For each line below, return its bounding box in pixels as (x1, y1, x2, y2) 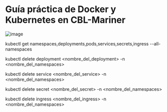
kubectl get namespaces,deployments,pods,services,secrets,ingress (5, 40, 149, 46)
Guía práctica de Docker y (5, 4, 116, 15)
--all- (149, 40, 161, 46)
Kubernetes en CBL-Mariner (5, 14, 126, 26)
